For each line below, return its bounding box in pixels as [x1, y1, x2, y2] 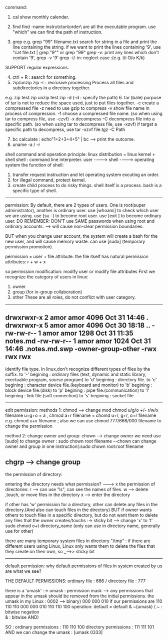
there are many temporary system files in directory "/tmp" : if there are [5, 538, 151, 544]
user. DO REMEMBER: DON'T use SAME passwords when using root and [5, 218, 155, 224]
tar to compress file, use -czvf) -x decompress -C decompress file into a [5, 116, 155, 122]
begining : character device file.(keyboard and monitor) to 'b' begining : [5, 382, 152, 388]
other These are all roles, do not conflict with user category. [12, 294, 136, 300]
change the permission [5, 423, 52, 429]
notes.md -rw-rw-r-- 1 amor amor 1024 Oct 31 [5, 337, 151, 346]
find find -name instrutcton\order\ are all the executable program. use [12, 24, 156, 30]
